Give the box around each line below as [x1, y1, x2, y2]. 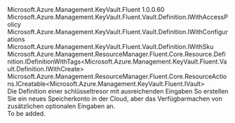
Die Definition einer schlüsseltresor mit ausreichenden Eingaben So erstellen [7, 87, 229, 95]
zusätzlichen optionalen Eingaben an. [7, 102, 116, 110]
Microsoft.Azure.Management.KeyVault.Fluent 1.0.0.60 [7, 6, 165, 13]
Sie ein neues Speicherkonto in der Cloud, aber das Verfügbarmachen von [7, 94, 222, 103]
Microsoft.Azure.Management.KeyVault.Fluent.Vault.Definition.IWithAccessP [7, 13, 228, 21]
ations [7, 35, 25, 43]
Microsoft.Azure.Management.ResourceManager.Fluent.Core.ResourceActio [7, 72, 227, 80]
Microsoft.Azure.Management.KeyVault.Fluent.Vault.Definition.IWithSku [7, 43, 214, 50]
